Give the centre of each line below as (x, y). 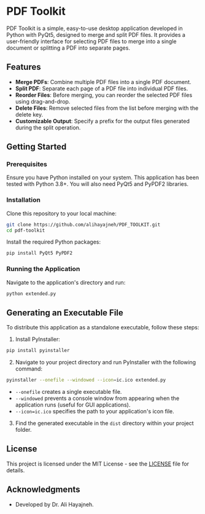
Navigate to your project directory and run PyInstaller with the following (106, 362)
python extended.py (31, 293)
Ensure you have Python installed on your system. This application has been (103, 178)
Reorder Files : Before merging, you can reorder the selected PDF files (104, 95)
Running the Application (43, 269)
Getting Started (37, 147)
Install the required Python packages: (54, 242)
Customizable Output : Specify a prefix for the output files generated (102, 121)
